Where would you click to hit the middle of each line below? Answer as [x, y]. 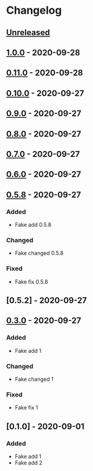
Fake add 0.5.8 [33, 225]
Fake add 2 [29, 463]
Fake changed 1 [34, 379]
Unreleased [28, 33]
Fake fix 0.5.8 [31, 282]
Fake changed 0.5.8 [39, 253]
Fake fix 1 [26, 408]
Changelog [34, 10]
